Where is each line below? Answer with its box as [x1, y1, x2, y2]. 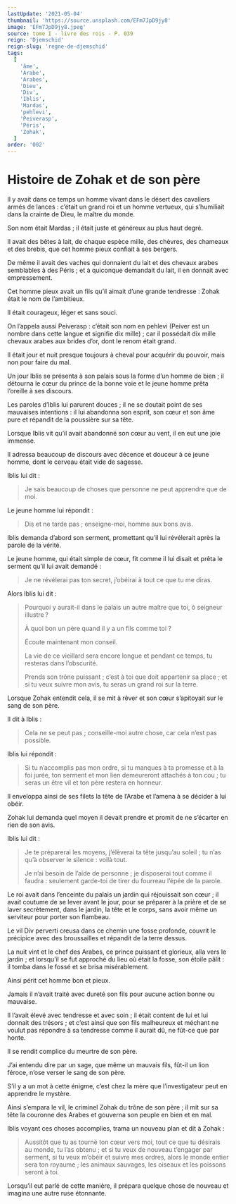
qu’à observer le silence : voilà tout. [24, 856, 128, 864]
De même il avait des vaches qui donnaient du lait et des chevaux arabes [7, 259, 218, 267]
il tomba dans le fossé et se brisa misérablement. [7, 963, 150, 971]
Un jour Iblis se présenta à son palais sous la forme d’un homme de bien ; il [7, 371, 225, 381]
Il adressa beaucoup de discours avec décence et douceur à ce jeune [7, 450, 209, 459]
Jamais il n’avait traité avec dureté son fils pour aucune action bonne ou [7, 990, 216, 998]
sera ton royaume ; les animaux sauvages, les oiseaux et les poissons [24, 1160, 226, 1169]
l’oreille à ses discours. [7, 387, 74, 395]
